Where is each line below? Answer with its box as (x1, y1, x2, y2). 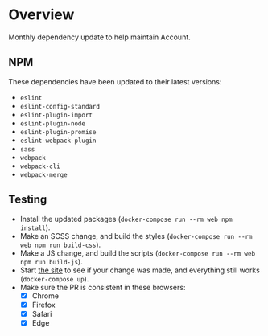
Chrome (31, 291, 59, 301)
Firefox (31, 300, 56, 309)
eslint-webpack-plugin (19, 137, 97, 145)
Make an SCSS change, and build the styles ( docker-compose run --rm (19, 231, 253, 240)
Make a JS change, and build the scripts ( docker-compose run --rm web (19, 248, 256, 258)
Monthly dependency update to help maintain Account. (8, 32, 191, 42)
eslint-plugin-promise (19, 128, 97, 136)
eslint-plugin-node (19, 119, 86, 128)
